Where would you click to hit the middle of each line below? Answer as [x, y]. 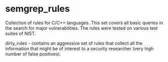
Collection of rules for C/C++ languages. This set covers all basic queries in [84, 23]
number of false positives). [33, 54]
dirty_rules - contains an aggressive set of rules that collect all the [74, 43]
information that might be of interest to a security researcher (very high [79, 48]
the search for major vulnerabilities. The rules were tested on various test [81, 28]
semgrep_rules [37, 9]
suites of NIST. [21, 33]
